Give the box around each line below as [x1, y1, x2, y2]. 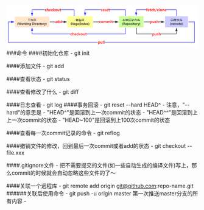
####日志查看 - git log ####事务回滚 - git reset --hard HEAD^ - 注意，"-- [6, 101, 190, 108]
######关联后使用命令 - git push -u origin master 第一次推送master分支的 [6, 189, 193, 197]
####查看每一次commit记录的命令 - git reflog [6, 129, 120, 136]
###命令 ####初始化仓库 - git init [6, 49, 90, 57]
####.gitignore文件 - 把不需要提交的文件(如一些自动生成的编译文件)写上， [6, 161, 192, 169]
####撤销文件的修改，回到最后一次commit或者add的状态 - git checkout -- [6, 142, 193, 149]
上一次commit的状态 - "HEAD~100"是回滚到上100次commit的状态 [6, 116, 171, 124]
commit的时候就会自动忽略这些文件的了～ [11, 169, 116, 177]
